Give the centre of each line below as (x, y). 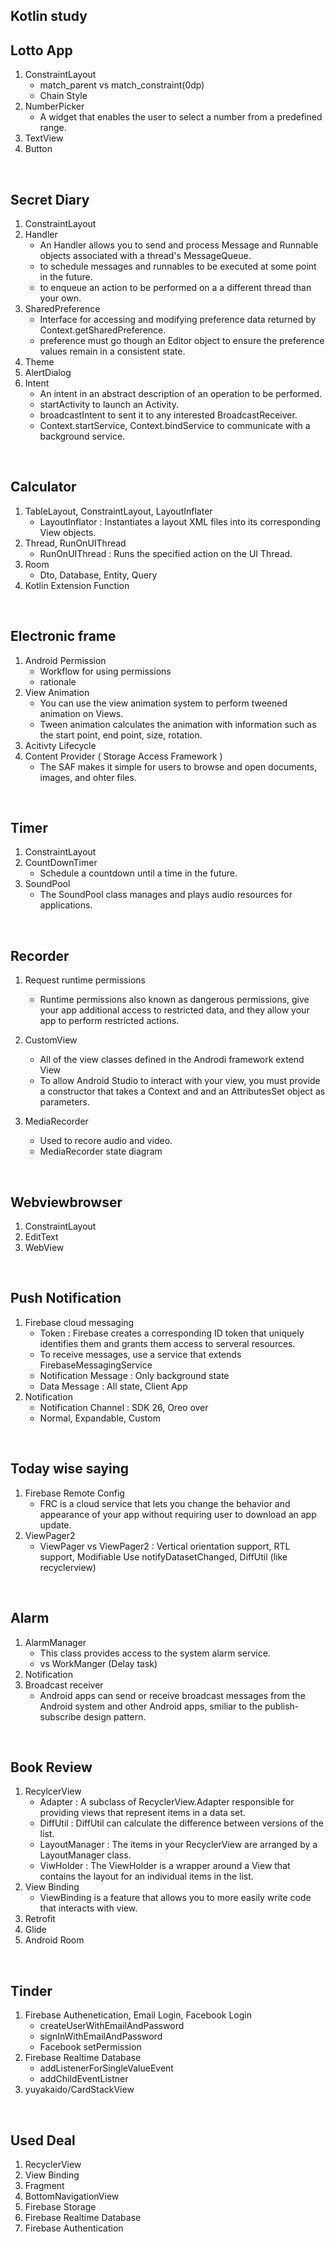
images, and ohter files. (88, 777)
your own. (60, 298)
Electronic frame (63, 636)
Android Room (54, 1940)
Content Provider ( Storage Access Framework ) (123, 756)
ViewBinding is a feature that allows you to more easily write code (175, 1898)
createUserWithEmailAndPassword (112, 2026)
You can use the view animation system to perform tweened (163, 703)
